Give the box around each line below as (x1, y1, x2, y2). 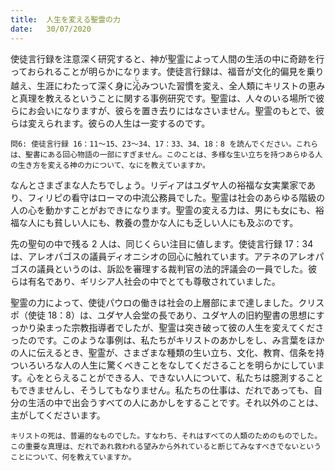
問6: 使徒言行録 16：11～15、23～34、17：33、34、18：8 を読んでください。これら (10, 139, 319, 149)
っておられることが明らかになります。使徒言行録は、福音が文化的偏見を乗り (10, 65, 325, 77)
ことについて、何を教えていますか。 (10, 452, 137, 462)
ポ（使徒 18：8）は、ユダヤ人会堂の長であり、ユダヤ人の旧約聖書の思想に (10, 309, 317, 321)
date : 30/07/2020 (10, 24, 92, 34)
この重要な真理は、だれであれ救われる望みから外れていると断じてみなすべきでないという (10, 441, 322, 451)
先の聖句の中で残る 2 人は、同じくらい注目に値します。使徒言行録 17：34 (10, 237, 314, 250)
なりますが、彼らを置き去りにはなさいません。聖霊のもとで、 (62, 104, 317, 116)
